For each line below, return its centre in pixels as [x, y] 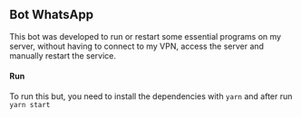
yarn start [30, 105]
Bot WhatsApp [51, 15]
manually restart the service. [63, 55]
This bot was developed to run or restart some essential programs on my [146, 36]
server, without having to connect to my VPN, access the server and [137, 46]
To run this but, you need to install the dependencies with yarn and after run [151, 96]
